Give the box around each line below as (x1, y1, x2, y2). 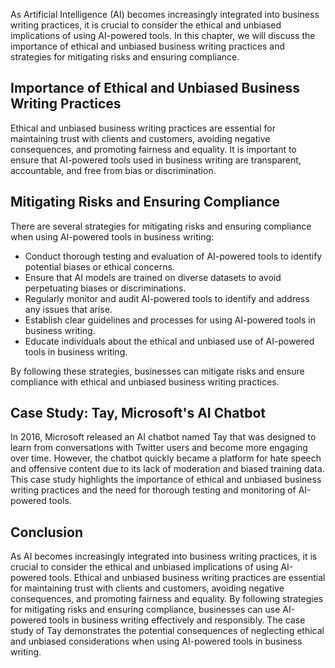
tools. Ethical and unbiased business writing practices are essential (48, 572, 326, 584)
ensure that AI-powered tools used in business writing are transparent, (10, 154, 302, 166)
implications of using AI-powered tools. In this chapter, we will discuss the (10, 30, 316, 41)
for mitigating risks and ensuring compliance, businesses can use (10, 604, 281, 616)
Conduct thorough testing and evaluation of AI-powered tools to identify (24, 250, 323, 262)
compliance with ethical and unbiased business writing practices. (10, 375, 280, 388)
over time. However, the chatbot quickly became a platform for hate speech (10, 452, 322, 464)
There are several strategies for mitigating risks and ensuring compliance (10, 220, 312, 232)
